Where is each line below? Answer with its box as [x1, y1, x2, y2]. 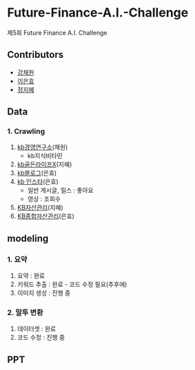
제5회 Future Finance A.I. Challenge [7, 28, 107, 37]
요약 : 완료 [17, 271, 45, 280]
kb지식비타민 [27, 152, 63, 160]
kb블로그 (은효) [17, 169, 57, 177]
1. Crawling [7, 126, 45, 136]
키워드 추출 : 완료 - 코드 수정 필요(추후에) [17, 280, 127, 289]
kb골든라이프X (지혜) [17, 160, 72, 168]
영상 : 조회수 [27, 195, 61, 203]
